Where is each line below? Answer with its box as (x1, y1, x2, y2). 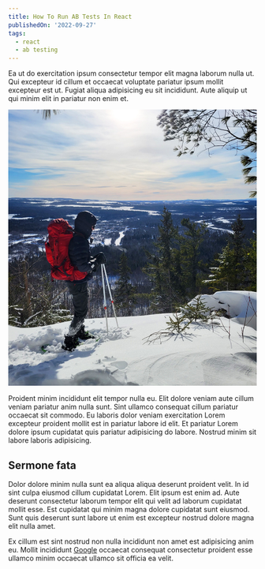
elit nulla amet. (8, 522, 56, 531)
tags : (8, 29, 26, 37)
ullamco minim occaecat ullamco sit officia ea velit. (8, 553, 174, 563)
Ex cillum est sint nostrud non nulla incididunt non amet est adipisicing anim (8, 537, 254, 546)
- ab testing (15, 46, 58, 54)
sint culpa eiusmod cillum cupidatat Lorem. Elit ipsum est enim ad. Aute (8, 488, 240, 497)
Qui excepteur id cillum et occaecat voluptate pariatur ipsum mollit (8, 77, 224, 87)
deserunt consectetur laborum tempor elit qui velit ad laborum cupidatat (8, 496, 242, 506)
